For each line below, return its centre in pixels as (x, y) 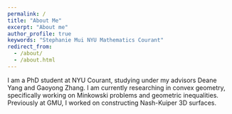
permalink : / (27, 14)
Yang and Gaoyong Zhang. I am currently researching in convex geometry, (116, 87)
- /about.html (35, 60)
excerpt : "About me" (38, 27)
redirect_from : (30, 47)
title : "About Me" (35, 21)
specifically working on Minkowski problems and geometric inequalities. (113, 95)
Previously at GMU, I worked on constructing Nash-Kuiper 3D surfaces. (112, 103)
